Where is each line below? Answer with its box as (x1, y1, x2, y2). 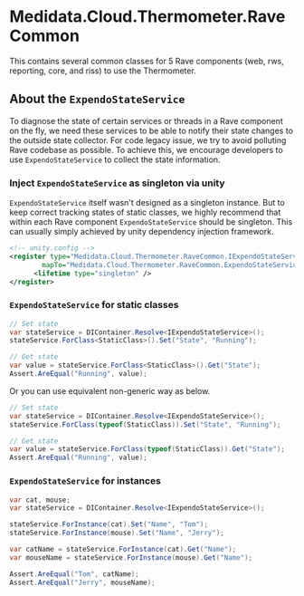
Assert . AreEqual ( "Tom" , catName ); (9, 569, 140, 579)
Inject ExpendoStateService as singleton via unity (9, 177, 225, 189)
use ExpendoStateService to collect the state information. (9, 154, 221, 165)
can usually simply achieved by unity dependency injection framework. (9, 226, 274, 237)
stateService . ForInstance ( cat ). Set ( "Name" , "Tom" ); (9, 520, 208, 529)
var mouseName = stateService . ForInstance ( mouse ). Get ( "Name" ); (9, 553, 253, 562)
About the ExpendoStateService (9, 91, 185, 107)
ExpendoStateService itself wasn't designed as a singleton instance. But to (9, 197, 285, 208)
